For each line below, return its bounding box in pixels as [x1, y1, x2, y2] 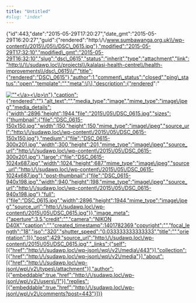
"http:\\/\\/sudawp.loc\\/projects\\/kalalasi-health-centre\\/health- [6, 61, 163, 68]
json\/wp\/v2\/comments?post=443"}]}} [6, 290, 103, 297]
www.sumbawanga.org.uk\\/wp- [106, 36, 185, 43]
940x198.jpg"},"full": [6, 191, 55, 198]
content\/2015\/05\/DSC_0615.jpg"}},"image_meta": [6, 209, 130, 216]
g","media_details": [6, 104, 51, 111]
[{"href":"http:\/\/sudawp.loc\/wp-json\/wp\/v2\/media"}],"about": [6, 253, 164, 260]
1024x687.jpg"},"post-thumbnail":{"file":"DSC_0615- [6, 172, 131, 179]
